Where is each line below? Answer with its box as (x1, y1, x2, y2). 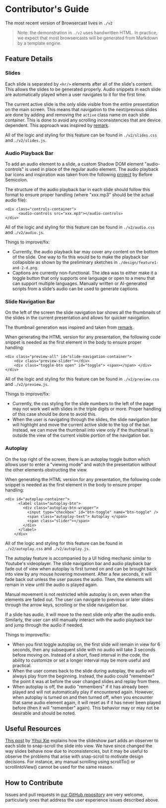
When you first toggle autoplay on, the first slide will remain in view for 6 (12, 641, 160, 647)
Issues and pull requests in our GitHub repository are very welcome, (5, 792, 144, 798)
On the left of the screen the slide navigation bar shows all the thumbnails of (5, 310, 161, 316)
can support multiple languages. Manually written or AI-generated (12, 280, 147, 286)
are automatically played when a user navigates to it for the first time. (5, 91, 147, 98)
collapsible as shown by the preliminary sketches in (12, 259, 118, 265)
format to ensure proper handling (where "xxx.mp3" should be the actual (5, 192, 154, 198)
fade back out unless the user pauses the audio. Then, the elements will (5, 576, 152, 582)
